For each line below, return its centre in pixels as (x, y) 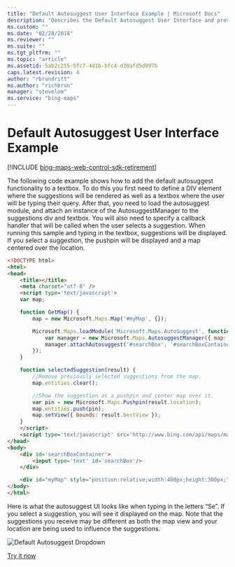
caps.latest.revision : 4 (43, 72)
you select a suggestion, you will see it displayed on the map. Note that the (115, 513)
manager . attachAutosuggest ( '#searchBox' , (106, 344)
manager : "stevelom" (37, 92)
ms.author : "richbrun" (40, 85)
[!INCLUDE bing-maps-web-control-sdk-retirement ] (82, 167)
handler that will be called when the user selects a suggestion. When (106, 225)
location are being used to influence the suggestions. (84, 528)
